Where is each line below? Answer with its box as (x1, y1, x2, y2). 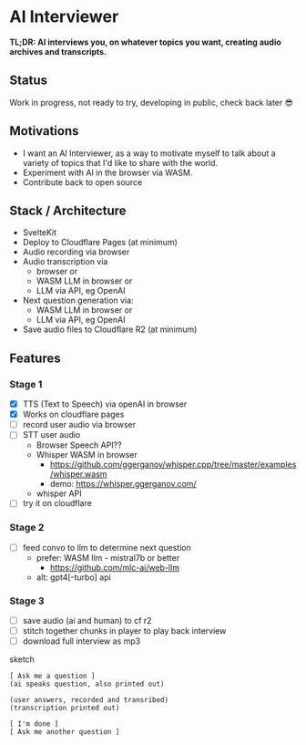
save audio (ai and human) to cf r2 (22, 616, 152, 626)
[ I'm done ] (9, 719, 59, 729)
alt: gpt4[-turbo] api (36, 572, 111, 583)
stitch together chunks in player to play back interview (22, 626, 227, 636)
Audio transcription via (22, 256, 108, 267)
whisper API (36, 488, 82, 499)
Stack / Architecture (9, 202, 127, 218)
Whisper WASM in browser (36, 450, 138, 460)
